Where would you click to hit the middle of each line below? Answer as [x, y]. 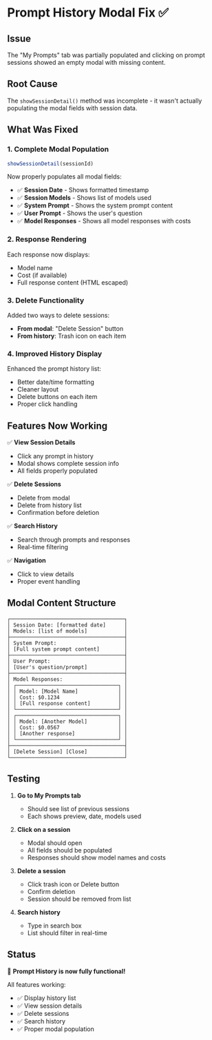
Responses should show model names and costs [97, 857]
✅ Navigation [26, 560]
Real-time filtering [43, 547]
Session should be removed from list [79, 899]
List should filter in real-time [67, 932]
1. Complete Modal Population [58, 150]
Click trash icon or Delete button [73, 884]
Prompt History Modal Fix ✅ [88, 13]
